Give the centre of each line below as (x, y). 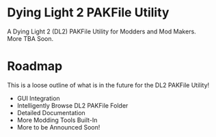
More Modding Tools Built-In (57, 120)
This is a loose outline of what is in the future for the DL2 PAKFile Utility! (108, 85)
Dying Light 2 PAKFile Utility (88, 13)
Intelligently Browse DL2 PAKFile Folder (72, 105)
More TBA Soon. (30, 38)
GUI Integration (38, 98)
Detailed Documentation (51, 112)
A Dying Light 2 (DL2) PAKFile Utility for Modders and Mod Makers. (102, 31)
